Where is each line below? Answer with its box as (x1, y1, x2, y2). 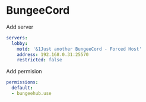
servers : (6, 35, 28, 41)
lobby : (11, 40, 28, 47)
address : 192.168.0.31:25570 (17, 51, 89, 57)
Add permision (6, 68, 43, 75)
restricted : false (17, 57, 62, 63)
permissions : (6, 79, 39, 85)
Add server (6, 23, 34, 30)
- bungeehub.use (11, 91, 52, 97)
